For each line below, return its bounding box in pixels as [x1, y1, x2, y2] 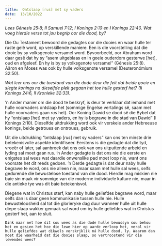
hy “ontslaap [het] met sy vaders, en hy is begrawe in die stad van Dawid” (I [5, 115, 157, 121]
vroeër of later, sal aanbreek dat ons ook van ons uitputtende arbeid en [5, 145, 147, 151]
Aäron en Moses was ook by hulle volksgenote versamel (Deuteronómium [5, 65, 153, 71]
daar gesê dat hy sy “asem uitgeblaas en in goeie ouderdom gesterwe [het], [5, 55, 157, 61]
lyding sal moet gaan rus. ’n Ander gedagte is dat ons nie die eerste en [5, 150, 146, 155]
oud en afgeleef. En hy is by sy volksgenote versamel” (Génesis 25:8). [5, 60, 146, 66]
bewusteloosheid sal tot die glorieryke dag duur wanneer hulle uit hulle [5, 200, 147, 206]
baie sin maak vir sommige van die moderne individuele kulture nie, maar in [5, 175, 156, 182]
